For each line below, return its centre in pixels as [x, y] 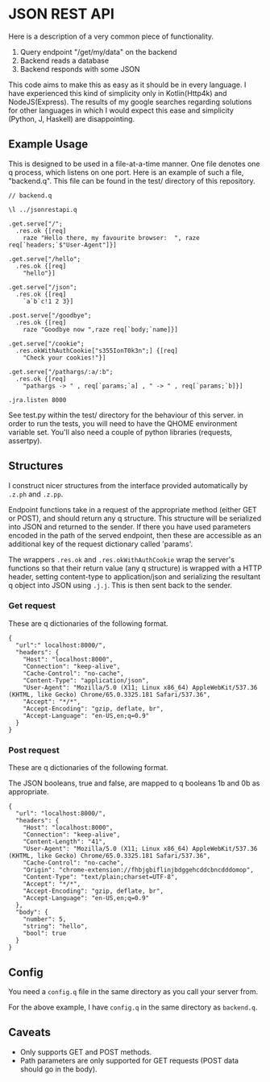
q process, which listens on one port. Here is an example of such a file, [126, 172]
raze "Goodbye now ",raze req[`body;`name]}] [101, 330]
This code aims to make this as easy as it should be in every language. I [127, 85]
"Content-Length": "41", [64, 842]
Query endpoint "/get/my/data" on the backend [98, 52]
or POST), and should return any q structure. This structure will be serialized [135, 518]
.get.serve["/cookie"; [46, 343]
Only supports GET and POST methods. [86, 1051]
